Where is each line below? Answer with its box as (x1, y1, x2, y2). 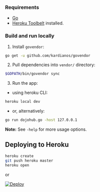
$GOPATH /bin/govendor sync (5, 72, 60, 76)
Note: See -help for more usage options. (5, 126, 87, 132)
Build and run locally (5, 32, 55, 39)
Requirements (5, 4, 40, 11)
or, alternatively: (12, 108, 45, 114)
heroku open (5, 163, 29, 168)
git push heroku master (5, 158, 54, 163)
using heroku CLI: (12, 90, 48, 96)
